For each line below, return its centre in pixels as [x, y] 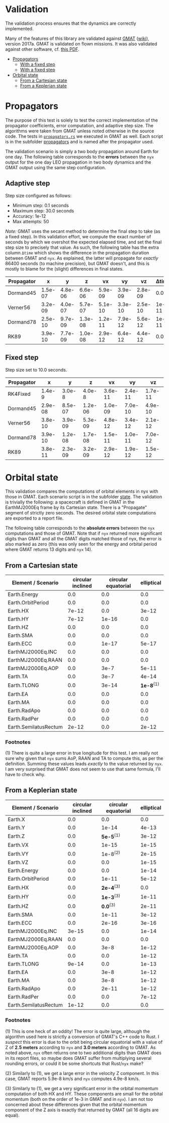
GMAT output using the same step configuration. [56, 167]
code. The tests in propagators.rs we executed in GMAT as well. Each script [84, 136]
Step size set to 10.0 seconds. [36, 370]
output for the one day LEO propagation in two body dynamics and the [78, 162]
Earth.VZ [18, 862]
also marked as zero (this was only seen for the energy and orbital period [81, 544]
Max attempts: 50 [31, 221]
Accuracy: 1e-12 [29, 216]
